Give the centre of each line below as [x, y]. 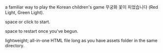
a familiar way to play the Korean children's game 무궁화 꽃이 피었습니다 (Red [81, 7]
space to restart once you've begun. [42, 31]
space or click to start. [28, 22]
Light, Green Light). [24, 13]
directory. [15, 46]
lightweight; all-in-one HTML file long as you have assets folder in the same [81, 40]
